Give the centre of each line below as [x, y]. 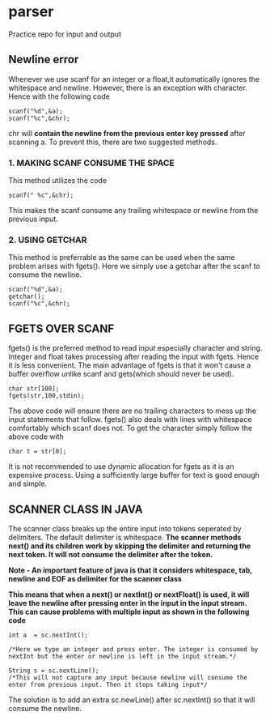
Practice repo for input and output [65, 34]
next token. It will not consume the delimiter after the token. [111, 554]
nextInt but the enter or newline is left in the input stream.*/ [122, 656]
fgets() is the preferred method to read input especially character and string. [135, 348]
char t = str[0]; [38, 452]
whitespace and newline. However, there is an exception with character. [128, 87]
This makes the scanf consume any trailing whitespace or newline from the [133, 211]
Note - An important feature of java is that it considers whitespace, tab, [131, 570]
